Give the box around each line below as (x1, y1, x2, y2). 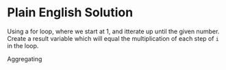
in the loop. (7, 41, 39, 50)
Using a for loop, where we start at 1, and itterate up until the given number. (7, 27, 220, 35)
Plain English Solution (7, 5, 134, 20)
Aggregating (7, 54, 42, 63)
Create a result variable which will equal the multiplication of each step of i (7, 34, 219, 42)
